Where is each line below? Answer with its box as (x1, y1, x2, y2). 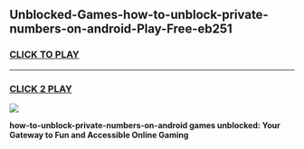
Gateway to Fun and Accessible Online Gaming (9, 129, 189, 140)
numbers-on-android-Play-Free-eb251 (9, 22, 233, 37)
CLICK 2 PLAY (9, 82, 72, 95)
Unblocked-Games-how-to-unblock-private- (9, 7, 269, 23)
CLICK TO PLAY (9, 49, 80, 61)
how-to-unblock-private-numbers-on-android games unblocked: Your (9, 119, 280, 130)
